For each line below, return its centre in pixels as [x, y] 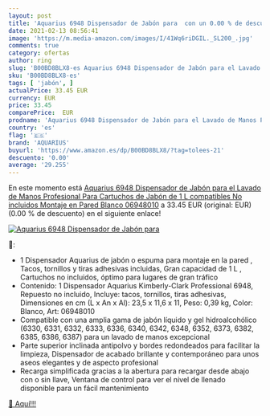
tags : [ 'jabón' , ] [41, 83]
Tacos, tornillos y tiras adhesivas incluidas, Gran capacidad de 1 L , [131, 269]
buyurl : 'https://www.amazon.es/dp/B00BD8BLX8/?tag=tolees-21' [117, 150]
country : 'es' [32, 128]
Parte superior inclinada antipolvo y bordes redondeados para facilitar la [139, 345]
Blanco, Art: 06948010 [57, 312]
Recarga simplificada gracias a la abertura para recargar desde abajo [135, 371]
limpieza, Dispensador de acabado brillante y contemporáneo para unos [139, 354]
